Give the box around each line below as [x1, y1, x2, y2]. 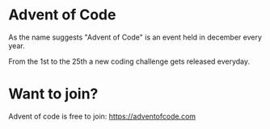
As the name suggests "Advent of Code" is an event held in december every [8, 32, 263, 42]
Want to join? [8, 85, 99, 103]
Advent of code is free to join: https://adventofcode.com [8, 111, 196, 121]
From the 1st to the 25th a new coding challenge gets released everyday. [8, 56, 251, 66]
